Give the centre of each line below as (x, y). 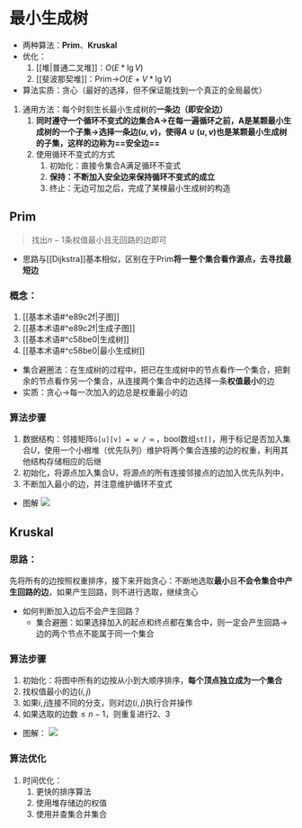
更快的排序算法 (63, 791)
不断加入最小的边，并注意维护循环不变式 (97, 484)
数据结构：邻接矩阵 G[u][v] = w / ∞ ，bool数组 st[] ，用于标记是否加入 (152, 439)
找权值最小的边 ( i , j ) (57, 692)
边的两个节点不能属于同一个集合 (95, 634)
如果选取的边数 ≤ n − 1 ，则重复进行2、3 (96, 714)
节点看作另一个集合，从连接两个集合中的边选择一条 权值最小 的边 (156, 381)
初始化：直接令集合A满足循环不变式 (115, 165)
